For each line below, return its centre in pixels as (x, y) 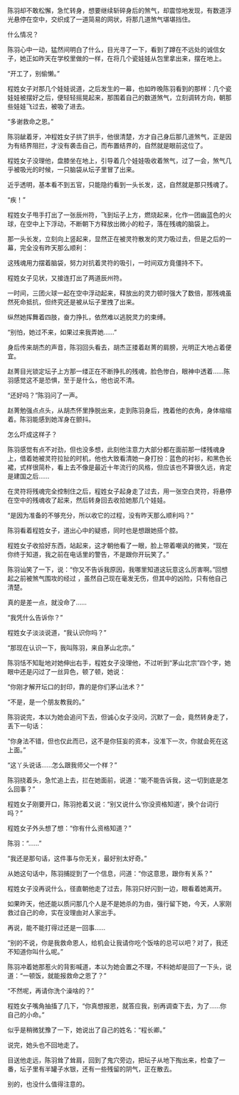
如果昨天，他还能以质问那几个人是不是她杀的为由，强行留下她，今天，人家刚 (119, 904)
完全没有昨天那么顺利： (54, 248)
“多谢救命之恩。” (31, 122)
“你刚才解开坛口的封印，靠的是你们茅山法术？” (76, 687)
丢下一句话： (26, 726)
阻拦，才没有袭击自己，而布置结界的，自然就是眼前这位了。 (119, 145)
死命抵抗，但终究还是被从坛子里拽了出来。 (76, 302)
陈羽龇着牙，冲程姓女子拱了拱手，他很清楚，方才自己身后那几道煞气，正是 (116, 137)
